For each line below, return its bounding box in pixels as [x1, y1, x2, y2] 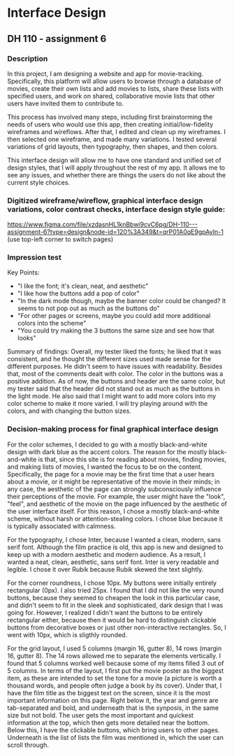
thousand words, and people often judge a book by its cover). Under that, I [7, 681, 222, 690]
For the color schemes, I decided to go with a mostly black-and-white [7, 440, 207, 449]
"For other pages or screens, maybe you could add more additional [17, 312, 211, 320]
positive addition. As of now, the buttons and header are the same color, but [7, 377, 226, 386]
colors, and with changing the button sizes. [7, 407, 131, 415]
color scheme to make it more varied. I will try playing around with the [7, 400, 208, 408]
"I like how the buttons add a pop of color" [17, 289, 140, 298]
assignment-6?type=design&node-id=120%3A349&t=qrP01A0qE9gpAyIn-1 [7, 228, 224, 236]
